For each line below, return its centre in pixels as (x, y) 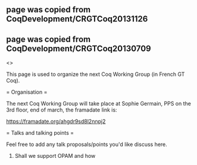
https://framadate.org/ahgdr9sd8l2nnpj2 (56, 122)
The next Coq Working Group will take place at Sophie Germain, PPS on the (99, 104)
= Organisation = (27, 92)
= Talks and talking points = (40, 133)
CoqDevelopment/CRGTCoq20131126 (77, 19)
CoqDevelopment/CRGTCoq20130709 (79, 48)
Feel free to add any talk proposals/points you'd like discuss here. (87, 144)
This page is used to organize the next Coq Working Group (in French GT (96, 74)
